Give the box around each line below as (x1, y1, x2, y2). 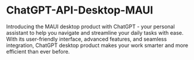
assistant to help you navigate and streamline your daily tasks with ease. (6, 29, 184, 36)
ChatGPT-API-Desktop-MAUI (6, 4, 154, 17)
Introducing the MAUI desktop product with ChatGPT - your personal (6, 23, 175, 30)
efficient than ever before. (6, 48, 70, 55)
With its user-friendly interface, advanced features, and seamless (6, 35, 167, 42)
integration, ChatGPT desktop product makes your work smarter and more (6, 42, 189, 49)
